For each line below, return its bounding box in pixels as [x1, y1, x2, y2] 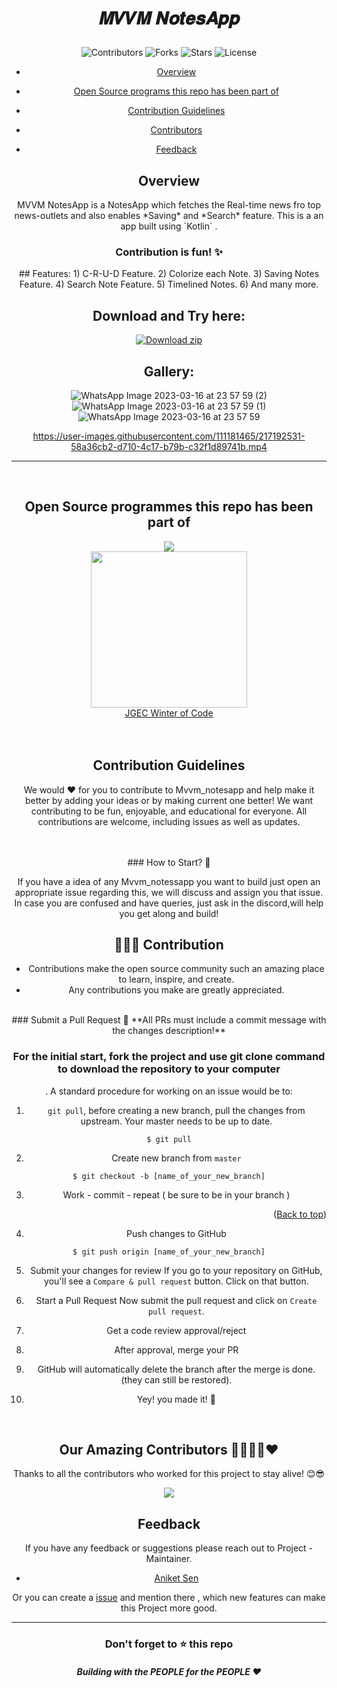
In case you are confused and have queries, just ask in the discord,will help [14, 897, 324, 909]
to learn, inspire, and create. [118, 973, 235, 986]
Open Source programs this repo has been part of [73, 85, 279, 97]
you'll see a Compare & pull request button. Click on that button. [44, 1275, 309, 1287]
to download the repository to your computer [57, 1062, 281, 1076]
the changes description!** [112, 1025, 226, 1037]
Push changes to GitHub [126, 1227, 227, 1239]
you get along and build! [119, 907, 219, 919]
